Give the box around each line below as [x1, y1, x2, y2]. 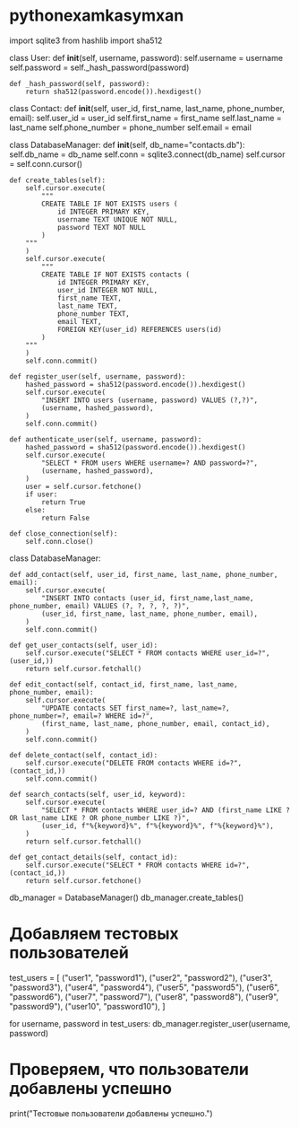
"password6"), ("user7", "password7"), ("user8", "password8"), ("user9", [9, 991, 279, 1001]
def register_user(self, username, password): [9, 372, 186, 381]
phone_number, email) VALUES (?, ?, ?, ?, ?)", [9, 601, 191, 610]
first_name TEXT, [56, 293, 123, 302]
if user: [25, 490, 58, 499]
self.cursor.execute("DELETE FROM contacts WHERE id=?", [25, 758, 243, 767]
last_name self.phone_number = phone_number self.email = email [9, 122, 252, 133]
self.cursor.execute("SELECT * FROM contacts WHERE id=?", [25, 861, 251, 870]
